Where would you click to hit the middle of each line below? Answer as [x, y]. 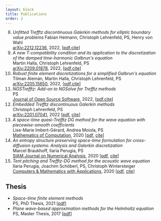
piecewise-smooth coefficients [43, 125]
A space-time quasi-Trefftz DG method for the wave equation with [79, 120]
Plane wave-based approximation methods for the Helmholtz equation [83, 208]
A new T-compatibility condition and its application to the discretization [84, 53]
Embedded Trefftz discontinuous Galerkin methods [64, 104]
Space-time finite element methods [48, 198]
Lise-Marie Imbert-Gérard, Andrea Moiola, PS [58, 130]
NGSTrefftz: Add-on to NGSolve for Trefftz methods [64, 89]
